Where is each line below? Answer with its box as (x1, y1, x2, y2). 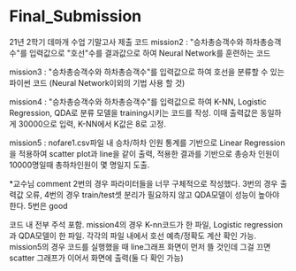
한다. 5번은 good (9, 200, 68, 211)
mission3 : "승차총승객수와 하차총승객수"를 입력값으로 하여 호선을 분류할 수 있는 (9, 66, 285, 77)
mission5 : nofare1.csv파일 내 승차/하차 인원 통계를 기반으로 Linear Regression (9, 137, 285, 148)
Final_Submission (9, 6, 142, 27)
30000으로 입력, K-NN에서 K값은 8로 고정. (18, 118, 166, 129)
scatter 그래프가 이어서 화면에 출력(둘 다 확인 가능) (9, 252, 184, 263)
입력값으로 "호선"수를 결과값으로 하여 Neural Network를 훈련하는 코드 (29, 47, 271, 58)
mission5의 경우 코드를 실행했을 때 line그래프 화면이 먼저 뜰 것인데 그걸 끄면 (9, 241, 271, 252)
